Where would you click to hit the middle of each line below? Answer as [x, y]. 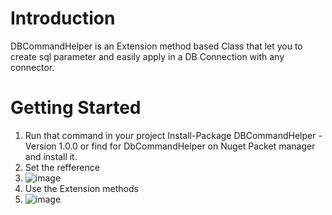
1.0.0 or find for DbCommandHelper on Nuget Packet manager [187, 146]
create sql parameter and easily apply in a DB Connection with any [147, 56]
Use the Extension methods [81, 188]
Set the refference [62, 167]
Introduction [63, 18]
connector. [32, 67]
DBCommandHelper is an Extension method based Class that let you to [156, 46]
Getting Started [76, 108]
